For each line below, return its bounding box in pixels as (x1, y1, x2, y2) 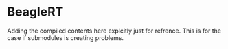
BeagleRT (7, 4, 64, 20)
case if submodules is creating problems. (7, 33, 124, 42)
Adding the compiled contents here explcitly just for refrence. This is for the (7, 27, 222, 35)
